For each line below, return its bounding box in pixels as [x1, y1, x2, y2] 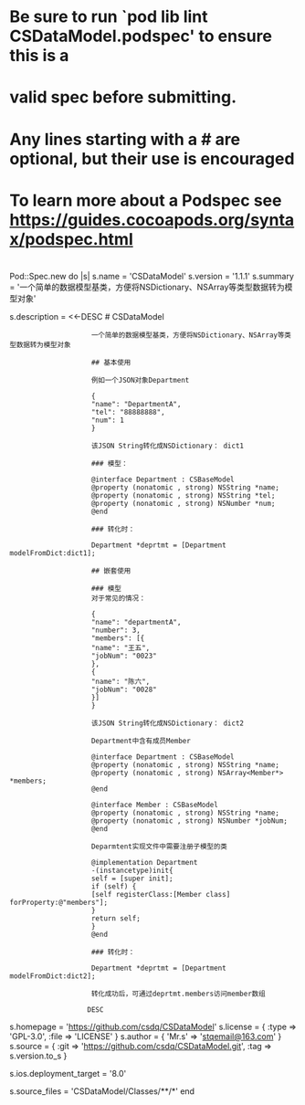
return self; [90, 913, 142, 923]
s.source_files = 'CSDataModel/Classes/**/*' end [9, 1085, 195, 1097]
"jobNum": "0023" [90, 651, 157, 660]
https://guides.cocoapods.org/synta [9, 209, 295, 230]
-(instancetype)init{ [90, 866, 174, 875]
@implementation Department [90, 858, 198, 867]
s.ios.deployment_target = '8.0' [9, 1068, 127, 1079]
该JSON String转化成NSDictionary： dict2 [90, 719, 245, 728]
